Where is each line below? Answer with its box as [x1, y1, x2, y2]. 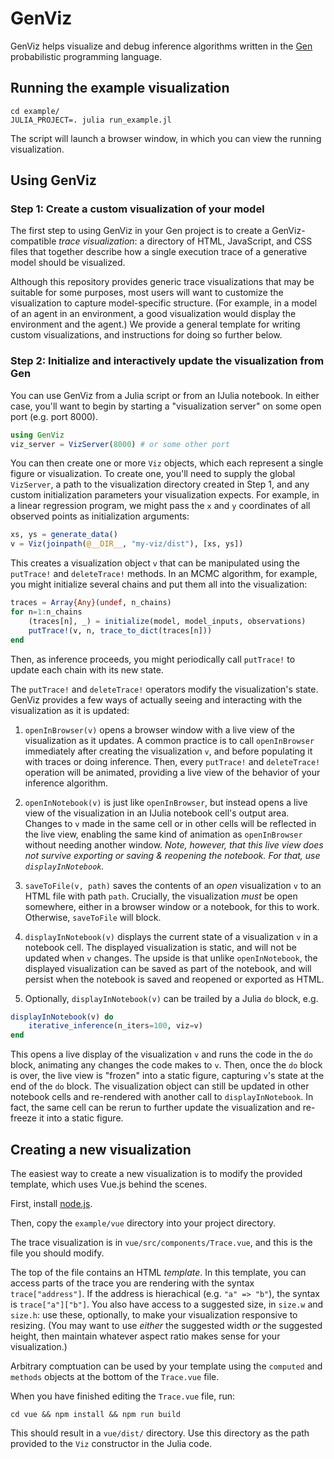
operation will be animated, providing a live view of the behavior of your [24, 766, 321, 778]
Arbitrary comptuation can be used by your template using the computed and [10, 1360, 323, 1372]
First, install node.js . [10, 1198, 93, 1210]
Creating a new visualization [10, 1141, 192, 1158]
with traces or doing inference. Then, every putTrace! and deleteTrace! [24, 755, 321, 767]
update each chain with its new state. [10, 663, 164, 676]
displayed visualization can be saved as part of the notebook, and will [24, 962, 312, 974]
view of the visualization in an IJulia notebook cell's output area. [24, 807, 290, 819]
